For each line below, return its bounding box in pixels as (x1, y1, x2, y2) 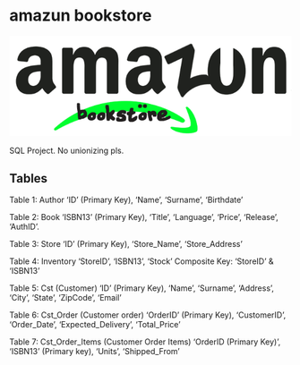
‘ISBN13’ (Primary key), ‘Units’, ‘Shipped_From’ (9, 346, 181, 357)
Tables (9, 171, 47, 186)
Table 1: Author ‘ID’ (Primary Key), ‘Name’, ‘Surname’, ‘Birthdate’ (9, 194, 244, 206)
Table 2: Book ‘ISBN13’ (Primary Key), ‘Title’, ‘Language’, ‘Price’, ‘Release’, (9, 212, 279, 223)
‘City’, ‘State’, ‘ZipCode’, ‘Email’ (9, 293, 123, 303)
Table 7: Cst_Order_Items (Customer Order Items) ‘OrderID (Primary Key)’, (9, 336, 281, 347)
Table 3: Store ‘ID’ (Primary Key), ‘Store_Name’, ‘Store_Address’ (9, 239, 244, 250)
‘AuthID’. (9, 221, 40, 233)
